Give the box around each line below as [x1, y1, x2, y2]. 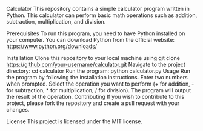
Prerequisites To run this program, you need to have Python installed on [6, 30, 185, 37]
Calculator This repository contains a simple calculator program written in [6, 5, 190, 12]
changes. [6, 106, 30, 113]
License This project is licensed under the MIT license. [6, 118, 142, 125]
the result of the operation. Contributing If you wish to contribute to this [6, 93, 185, 100]
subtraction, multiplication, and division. [6, 18, 106, 25]
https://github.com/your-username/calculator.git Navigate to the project [6, 61, 186, 68]
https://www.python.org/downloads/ [6, 42, 98, 50]
